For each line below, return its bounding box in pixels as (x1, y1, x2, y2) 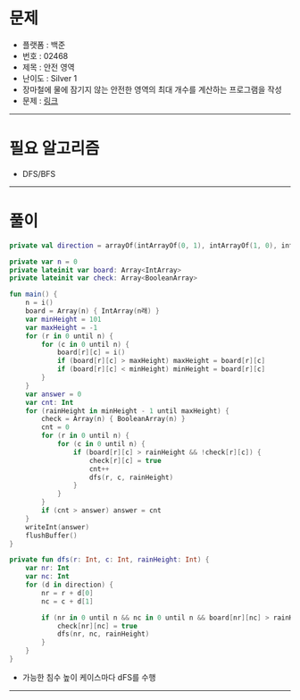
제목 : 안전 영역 (21, 62, 75, 72)
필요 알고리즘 (9, 139, 100, 159)
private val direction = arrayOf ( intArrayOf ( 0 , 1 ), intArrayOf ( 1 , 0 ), (9, 240, 278, 250)
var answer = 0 (25, 390, 82, 399)
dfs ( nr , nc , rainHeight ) (56, 629, 150, 639)
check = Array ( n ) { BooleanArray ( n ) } (41, 415, 186, 424)
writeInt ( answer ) (25, 522, 90, 532)
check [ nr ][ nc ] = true (56, 621, 138, 630)
